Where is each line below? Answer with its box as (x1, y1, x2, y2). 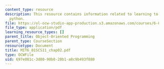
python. (9, 16, 25, 21)
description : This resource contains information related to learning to (5, 12, 159, 17)
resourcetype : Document (5, 43, 54, 48)
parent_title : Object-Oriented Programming (5, 34, 95, 39)
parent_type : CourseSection (5, 39, 62, 44)
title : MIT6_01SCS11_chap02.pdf (5, 48, 71, 52)
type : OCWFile (5, 52, 34, 57)
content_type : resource (5, 7, 54, 12)
